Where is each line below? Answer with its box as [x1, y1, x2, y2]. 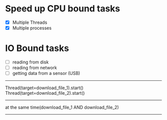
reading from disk [12, 59, 49, 65]
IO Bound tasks [5, 43, 70, 54]
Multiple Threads [12, 19, 47, 25]
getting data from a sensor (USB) [12, 70, 81, 76]
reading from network [12, 65, 57, 71]
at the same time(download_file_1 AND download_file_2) [5, 105, 119, 111]
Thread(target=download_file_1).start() [5, 85, 83, 91]
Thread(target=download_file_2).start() [5, 90, 85, 96]
